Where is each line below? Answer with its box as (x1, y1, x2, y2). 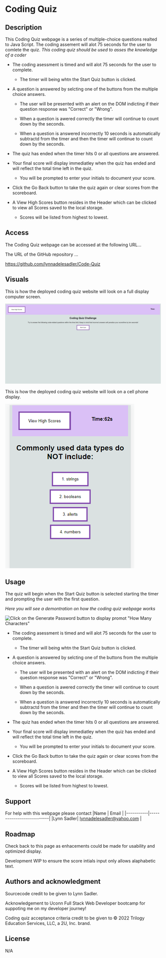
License (5, 935, 30, 943)
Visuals (5, 275, 29, 284)
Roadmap (5, 830, 36, 838)
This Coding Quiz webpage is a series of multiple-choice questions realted (5, 36, 157, 42)
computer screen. (5, 293, 41, 300)
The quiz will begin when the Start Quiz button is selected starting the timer (5, 591, 159, 597)
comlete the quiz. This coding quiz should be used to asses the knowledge (5, 47, 158, 52)
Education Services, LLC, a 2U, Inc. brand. (5, 920, 91, 926)
